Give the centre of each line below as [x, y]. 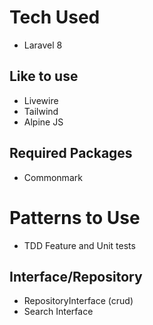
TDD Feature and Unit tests [79, 245]
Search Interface [58, 312]
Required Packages [71, 153]
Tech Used [55, 17]
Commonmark [53, 177]
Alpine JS [43, 122]
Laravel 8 [43, 45]
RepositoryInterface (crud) [78, 301]
